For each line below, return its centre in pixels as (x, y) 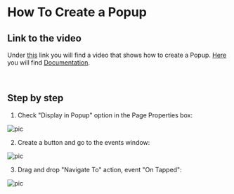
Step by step (35, 98)
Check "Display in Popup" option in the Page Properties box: (105, 115)
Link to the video (45, 38)
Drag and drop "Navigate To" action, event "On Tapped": (99, 169)
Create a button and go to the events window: (84, 142)
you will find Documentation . (48, 63)
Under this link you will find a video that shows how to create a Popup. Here (117, 55)
